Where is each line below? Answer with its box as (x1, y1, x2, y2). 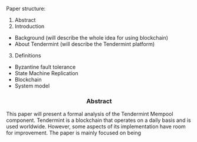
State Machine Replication (14, 70, 78, 76)
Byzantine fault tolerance (14, 63, 76, 70)
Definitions (14, 52, 41, 59)
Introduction (14, 23, 45, 30)
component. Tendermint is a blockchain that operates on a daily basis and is (6, 117, 191, 124)
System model (14, 82, 50, 89)
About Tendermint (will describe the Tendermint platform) (14, 41, 155, 47)
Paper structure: (6, 5, 46, 12)
